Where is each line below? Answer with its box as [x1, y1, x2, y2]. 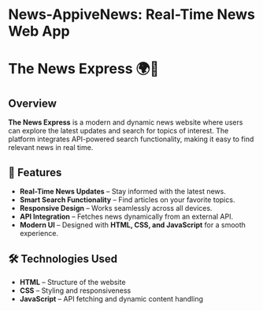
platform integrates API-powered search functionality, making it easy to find [8, 134, 254, 144]
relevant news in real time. [8, 143, 94, 152]
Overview [8, 96, 57, 110]
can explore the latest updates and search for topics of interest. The [8, 126, 229, 136]
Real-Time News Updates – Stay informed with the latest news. [19, 187, 226, 196]
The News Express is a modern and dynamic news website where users [8, 118, 243, 127]
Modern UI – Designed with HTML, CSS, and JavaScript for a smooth [19, 220, 246, 230]
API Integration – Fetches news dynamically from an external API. [19, 212, 234, 221]
